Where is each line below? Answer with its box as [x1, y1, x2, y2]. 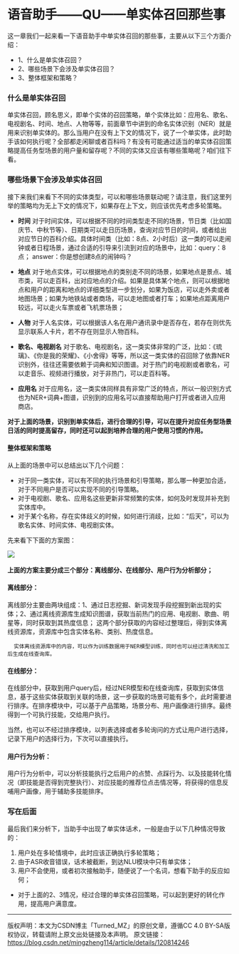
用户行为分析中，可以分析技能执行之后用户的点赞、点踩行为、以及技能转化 [7, 769, 225, 778]
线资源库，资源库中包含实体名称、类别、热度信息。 [7, 627, 157, 636]
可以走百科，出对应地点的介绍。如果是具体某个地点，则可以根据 [36, 276, 224, 285]
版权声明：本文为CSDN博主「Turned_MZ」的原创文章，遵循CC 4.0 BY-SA [7, 921, 224, 930]
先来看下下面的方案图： [7, 536, 76, 544]
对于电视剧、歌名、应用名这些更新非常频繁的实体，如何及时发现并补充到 [17, 494, 230, 502]
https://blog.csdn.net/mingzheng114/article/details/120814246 [7, 938, 190, 946]
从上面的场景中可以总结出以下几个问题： [7, 461, 126, 470]
